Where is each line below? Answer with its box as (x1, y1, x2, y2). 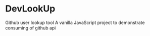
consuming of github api (5, 24, 56, 30)
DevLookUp (5, 3, 56, 14)
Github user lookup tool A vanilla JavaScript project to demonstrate (5, 19, 145, 25)
